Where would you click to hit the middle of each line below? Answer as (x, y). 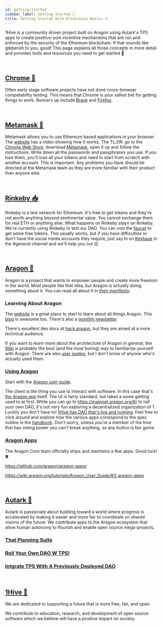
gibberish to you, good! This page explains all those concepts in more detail (81, 48)
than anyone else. (23, 173)
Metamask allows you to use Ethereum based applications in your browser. (80, 137)
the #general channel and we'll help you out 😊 (52, 243)
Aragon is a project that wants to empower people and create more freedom (81, 280)
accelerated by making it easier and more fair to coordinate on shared (75, 517)
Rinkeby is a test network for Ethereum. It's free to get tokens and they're (79, 212)
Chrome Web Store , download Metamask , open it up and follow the (72, 147)
